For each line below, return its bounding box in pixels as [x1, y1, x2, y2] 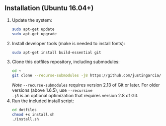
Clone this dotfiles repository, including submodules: [11, 59, 120, 65]
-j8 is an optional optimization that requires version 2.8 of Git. [11, 93, 139, 99]
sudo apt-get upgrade [11, 31, 57, 36]
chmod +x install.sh [11, 112, 55, 117]
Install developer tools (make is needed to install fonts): [11, 40, 125, 46]
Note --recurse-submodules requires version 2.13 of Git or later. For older [11, 82, 160, 88]
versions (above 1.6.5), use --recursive [11, 87, 93, 93]
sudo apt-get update [11, 27, 55, 32]
